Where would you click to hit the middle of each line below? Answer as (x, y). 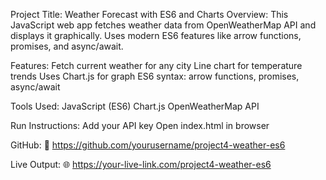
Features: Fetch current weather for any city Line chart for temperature (156, 65)
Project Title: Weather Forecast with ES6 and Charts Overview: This (149, 14)
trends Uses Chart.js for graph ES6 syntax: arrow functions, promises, (155, 76)
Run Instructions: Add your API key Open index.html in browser (140, 125)
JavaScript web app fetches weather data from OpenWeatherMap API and (163, 25)
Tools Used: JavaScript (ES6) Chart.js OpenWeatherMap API (135, 106)
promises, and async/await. (67, 46)
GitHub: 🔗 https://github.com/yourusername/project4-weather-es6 (148, 145)
